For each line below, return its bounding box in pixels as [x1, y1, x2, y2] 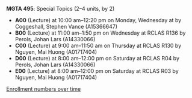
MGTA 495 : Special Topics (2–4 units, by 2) [6, 5, 115, 12]
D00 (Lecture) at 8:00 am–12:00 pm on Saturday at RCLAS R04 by [14, 55, 179, 62]
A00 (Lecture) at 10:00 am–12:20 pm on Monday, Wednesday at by [14, 17, 182, 23]
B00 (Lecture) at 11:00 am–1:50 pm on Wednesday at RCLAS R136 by [14, 29, 186, 36]
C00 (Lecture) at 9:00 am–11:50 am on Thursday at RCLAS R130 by [14, 42, 182, 49]
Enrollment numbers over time [6, 85, 81, 92]
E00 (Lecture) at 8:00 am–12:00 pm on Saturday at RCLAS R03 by [14, 68, 179, 74]
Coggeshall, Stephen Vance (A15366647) [14, 23, 118, 30]
